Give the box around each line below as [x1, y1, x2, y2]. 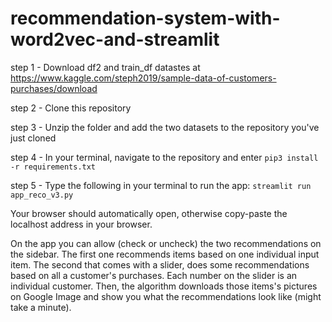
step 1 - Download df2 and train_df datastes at [10, 61, 201, 73]
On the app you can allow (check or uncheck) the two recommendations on [10, 237, 322, 249]
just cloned [10, 132, 57, 144]
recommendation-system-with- [10, 7, 281, 30]
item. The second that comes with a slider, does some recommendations [10, 258, 310, 271]
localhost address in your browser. [10, 218, 153, 230]
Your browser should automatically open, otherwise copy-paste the [10, 207, 288, 219]
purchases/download [10, 82, 98, 94]
